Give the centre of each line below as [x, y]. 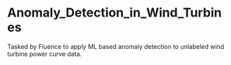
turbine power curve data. [45, 54]
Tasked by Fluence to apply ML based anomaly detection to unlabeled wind [116, 46]
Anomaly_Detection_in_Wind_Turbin [114, 13]
